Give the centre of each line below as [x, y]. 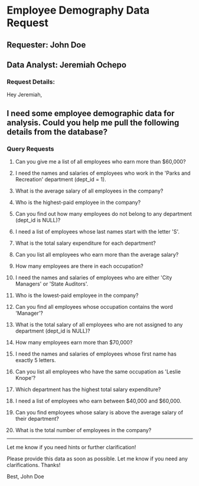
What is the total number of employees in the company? [83, 430]
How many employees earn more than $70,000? [74, 342]
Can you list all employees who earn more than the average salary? [97, 254]
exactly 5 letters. [35, 360]
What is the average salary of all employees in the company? [89, 191]
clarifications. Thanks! [34, 465]
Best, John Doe [25, 476]
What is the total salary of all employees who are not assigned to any [99, 324]
